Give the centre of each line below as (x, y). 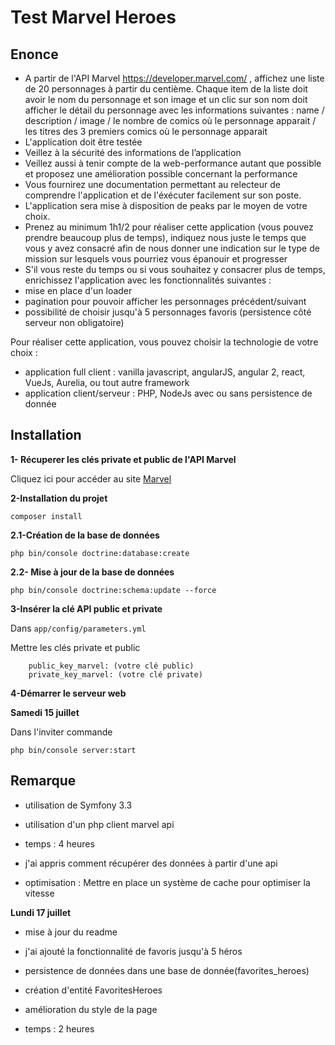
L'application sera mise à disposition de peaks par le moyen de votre (166, 205)
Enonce (34, 54)
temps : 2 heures (59, 1028)
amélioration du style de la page (91, 1009)
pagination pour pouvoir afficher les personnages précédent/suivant (165, 301)
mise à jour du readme (71, 932)
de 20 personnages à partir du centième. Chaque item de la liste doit (166, 89)
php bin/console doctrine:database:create (100, 553)
